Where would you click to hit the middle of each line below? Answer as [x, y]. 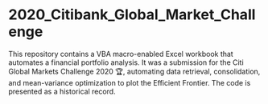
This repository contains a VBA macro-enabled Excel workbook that [121, 54]
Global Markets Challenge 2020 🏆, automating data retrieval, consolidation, [134, 71]
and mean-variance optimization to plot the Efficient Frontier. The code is [130, 82]
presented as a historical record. [62, 91]
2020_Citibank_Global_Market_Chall [132, 15]
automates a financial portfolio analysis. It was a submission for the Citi [126, 62]
